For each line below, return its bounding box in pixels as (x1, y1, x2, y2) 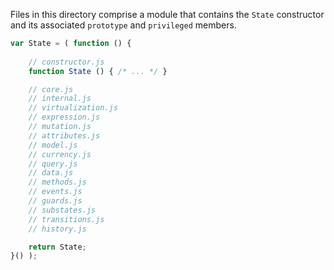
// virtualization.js (28, 103, 118, 113)
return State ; (28, 242, 87, 252)
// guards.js (28, 196, 83, 206)
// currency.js (28, 149, 92, 159)
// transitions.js (28, 214, 105, 224)
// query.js (28, 159, 78, 169)
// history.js (28, 224, 87, 234)
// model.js (28, 140, 78, 150)
